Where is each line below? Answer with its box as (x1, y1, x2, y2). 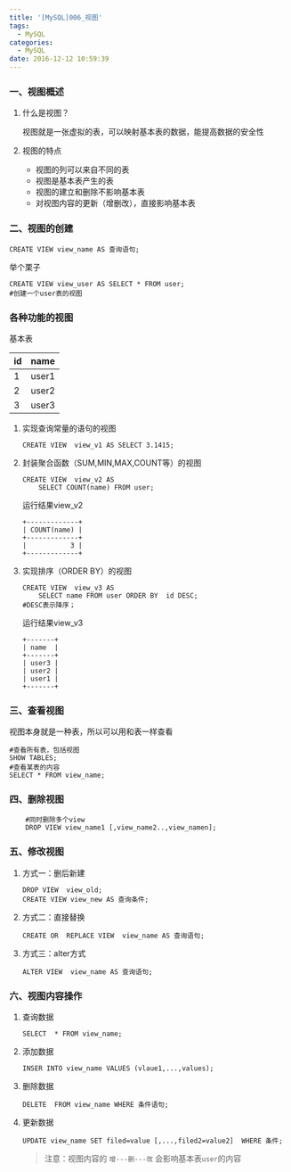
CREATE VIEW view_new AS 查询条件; (21, 895, 150, 904)
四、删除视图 (9, 793, 65, 805)
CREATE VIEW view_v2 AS (21, 475, 115, 484)
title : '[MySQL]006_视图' (9, 12, 102, 22)
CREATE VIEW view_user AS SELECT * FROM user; (9, 279, 185, 288)
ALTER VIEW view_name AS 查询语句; (21, 967, 153, 977)
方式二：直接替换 (21, 912, 85, 922)
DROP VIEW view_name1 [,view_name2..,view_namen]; (25, 823, 217, 832)
